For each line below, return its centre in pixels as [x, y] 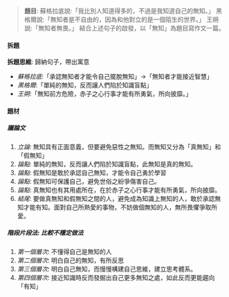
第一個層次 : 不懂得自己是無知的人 [64, 251]
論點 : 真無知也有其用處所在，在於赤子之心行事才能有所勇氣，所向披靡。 [119, 190]
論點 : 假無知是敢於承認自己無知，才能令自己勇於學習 [92, 173]
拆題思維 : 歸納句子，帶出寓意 [48, 62]
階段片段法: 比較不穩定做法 [45, 233]
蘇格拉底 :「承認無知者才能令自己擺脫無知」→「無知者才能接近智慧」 [115, 77]
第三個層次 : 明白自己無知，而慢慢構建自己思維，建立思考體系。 [107, 269]
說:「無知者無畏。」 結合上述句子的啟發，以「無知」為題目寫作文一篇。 [124, 28]
